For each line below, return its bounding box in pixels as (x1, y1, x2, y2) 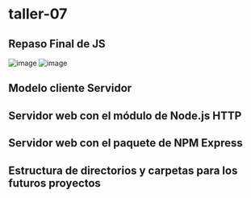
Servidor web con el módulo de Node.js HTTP (8, 109, 242, 122)
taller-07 (8, 5, 68, 23)
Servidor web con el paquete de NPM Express (8, 136, 244, 150)
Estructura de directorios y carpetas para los (8, 163, 238, 177)
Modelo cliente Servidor (8, 81, 132, 95)
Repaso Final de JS (8, 37, 106, 51)
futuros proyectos (8, 176, 101, 190)
